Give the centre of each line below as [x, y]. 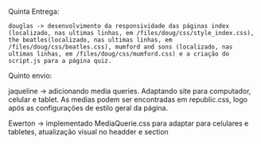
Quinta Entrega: [34, 12]
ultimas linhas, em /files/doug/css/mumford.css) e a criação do [119, 54]
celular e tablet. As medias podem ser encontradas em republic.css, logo [128, 99]
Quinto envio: [30, 76]
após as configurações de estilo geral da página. [88, 108]
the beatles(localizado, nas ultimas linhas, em [90, 40]
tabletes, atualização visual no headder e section [88, 132]
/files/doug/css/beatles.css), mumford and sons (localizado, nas [121, 47]
